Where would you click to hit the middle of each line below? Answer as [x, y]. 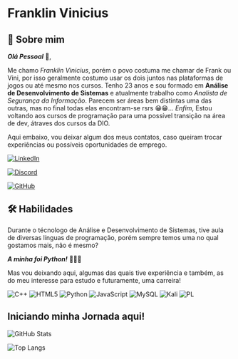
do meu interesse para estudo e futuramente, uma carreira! [94, 280]
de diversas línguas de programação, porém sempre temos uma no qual [113, 237]
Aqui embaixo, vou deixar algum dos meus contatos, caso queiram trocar [115, 137]
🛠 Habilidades [40, 209]
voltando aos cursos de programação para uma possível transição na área [117, 116]
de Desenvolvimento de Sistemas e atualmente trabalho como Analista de [118, 93]
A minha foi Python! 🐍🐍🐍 [45, 259]
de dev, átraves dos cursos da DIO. [59, 123]
